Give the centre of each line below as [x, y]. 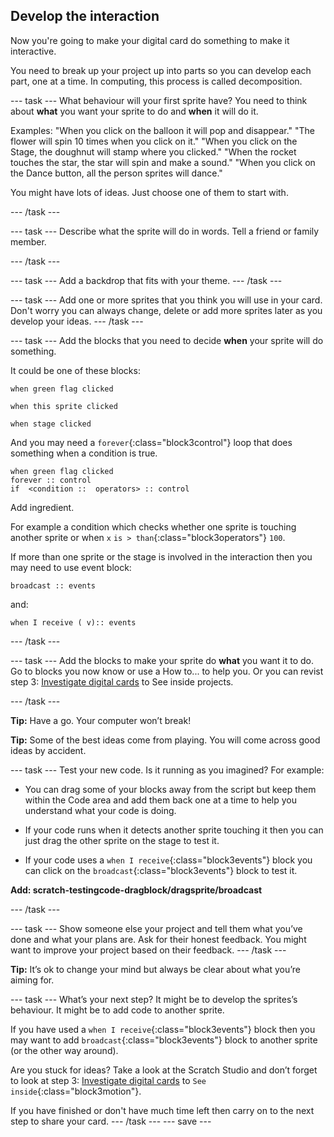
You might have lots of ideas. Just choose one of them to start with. [149, 192]
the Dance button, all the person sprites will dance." [116, 173]
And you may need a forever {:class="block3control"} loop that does [151, 442]
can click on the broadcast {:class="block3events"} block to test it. [161, 870]
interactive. [33, 51]
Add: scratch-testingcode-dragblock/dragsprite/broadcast [136, 890]
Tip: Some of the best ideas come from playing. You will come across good [165, 740]
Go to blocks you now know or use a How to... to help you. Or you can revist [167, 671]
